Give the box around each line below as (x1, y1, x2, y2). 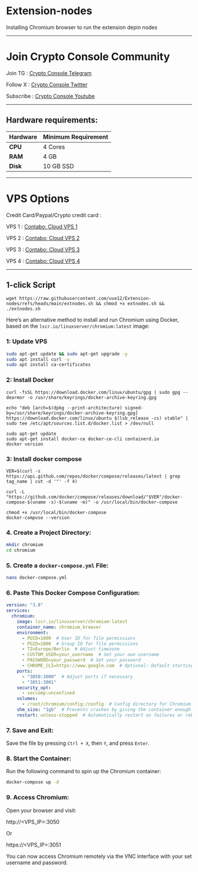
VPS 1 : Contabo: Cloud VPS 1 (6, 223, 78, 230)
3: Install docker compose (6, 454, 82, 463)
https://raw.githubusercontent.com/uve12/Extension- (19, 296, 151, 302)
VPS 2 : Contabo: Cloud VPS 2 (6, 234, 80, 241)
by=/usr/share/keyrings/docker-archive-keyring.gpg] (6, 410, 138, 416)
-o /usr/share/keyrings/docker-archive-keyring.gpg (27, 395, 157, 401)
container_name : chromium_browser (16, 624, 101, 630)
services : (6, 608, 31, 613)
